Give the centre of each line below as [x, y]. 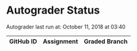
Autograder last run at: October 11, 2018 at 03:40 [66, 27]
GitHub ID [23, 41]
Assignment [60, 41]
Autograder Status [53, 10]
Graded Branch [106, 41]
